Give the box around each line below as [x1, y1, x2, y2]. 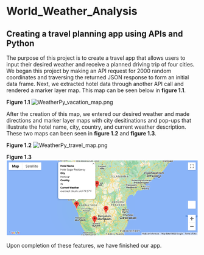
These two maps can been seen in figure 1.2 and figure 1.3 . [6, 130, 157, 137]
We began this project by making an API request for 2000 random [6, 67, 172, 74]
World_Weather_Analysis [6, 4, 138, 18]
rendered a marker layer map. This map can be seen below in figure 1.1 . [6, 87, 186, 94]
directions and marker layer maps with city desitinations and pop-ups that [6, 117, 192, 124]
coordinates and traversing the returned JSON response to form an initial [6, 74, 189, 81]
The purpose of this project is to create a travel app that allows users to [6, 54, 186, 62]
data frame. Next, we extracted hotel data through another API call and [6, 81, 184, 87]
